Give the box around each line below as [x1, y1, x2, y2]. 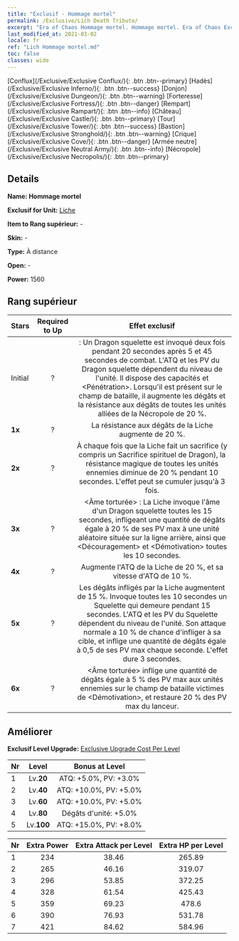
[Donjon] [161, 83, 187, 93]
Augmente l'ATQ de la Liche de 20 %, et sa [80, 562, 224, 572]
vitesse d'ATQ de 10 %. [112, 571, 192, 581]
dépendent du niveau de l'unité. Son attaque [78, 619, 226, 629]
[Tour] [157, 114, 176, 123]
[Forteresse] [166, 91, 203, 100]
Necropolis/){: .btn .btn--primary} [70, 152, 169, 161]
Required [36, 317, 69, 327]
